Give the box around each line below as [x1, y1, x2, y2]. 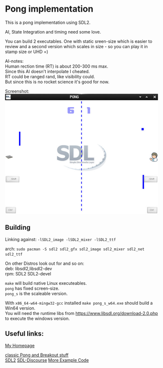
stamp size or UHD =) [5, 49, 49, 55]
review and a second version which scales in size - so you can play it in [5, 43, 148, 49]
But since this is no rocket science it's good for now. [5, 79, 110, 85]
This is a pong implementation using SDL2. [5, 19, 91, 25]
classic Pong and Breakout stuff [5, 352, 69, 358]
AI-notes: [5, 58, 24, 64]
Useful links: [5, 330, 44, 338]
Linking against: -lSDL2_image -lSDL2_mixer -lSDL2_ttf [5, 236, 116, 242]
